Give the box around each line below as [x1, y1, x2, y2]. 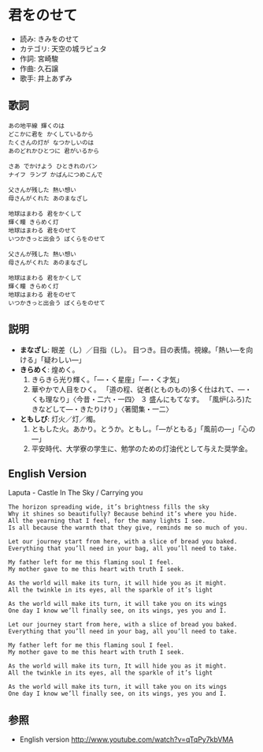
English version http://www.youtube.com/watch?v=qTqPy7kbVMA [19, 735, 234, 744]
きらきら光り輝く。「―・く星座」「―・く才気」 [31, 374, 183, 384]
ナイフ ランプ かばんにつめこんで [8, 171, 103, 179]
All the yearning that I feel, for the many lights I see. [8, 517, 206, 525]
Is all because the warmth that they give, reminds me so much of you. [8, 524, 248, 532]
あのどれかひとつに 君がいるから [8, 147, 100, 155]
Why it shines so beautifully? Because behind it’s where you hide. [8, 510, 238, 518]
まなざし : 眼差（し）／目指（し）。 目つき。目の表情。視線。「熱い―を [19, 344, 246, 355]
